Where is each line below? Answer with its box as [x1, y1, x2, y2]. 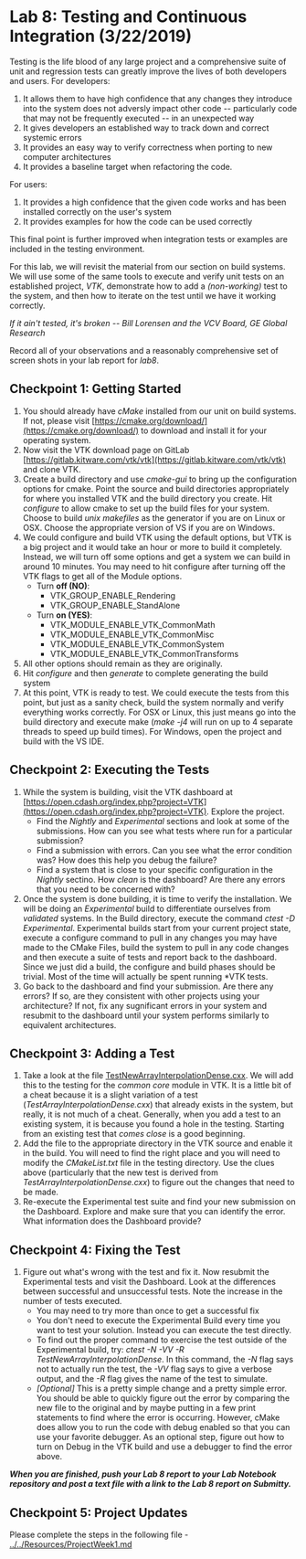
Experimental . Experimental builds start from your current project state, [22, 922, 291, 933]
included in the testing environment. [9, 243, 145, 254]
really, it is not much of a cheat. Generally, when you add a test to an [22, 1108, 281, 1120]
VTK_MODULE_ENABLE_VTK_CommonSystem [49, 638, 225, 650]
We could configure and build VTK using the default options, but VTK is [22, 532, 292, 543]
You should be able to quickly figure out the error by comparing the [36, 1393, 290, 1404]
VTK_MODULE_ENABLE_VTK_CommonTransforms [49, 648, 239, 659]
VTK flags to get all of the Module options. [22, 570, 183, 581]
